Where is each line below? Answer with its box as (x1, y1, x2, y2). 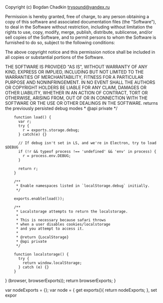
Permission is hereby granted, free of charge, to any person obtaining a (5, 14, 149, 19)
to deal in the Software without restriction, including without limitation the (5, 24, 153, 30)
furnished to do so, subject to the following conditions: (5, 40, 115, 46)
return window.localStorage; (23, 260, 82, 265)
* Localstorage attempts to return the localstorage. (16, 209, 128, 214)
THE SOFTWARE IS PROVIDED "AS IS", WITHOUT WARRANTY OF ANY (5, 64, 148, 70)
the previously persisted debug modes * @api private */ (5, 105, 118, 111)
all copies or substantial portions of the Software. (5, 54, 104, 60)
